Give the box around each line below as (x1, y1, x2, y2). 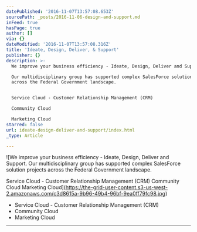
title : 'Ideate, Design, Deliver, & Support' (6, 47, 119, 53)
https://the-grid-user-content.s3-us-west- (65, 184, 168, 191)
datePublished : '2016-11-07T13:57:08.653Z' (6, 8, 114, 15)
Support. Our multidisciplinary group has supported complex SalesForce (6, 160, 181, 167)
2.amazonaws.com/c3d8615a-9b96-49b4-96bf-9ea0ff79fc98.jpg (6, 190, 166, 197)
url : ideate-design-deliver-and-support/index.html (6, 127, 135, 133)
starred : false (6, 122, 43, 127)
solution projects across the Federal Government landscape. (6, 166, 152, 173)
